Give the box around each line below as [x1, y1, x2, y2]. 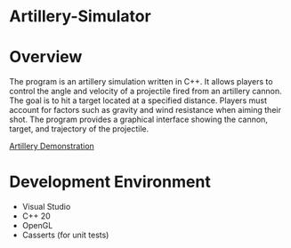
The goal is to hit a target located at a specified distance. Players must [9, 95, 267, 106]
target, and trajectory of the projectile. [9, 124, 150, 134]
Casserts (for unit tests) [21, 229, 109, 241]
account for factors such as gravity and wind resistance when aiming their [9, 105, 282, 116]
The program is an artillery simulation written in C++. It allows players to [9, 76, 273, 87]
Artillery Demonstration [9, 140, 95, 152]
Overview [9, 47, 83, 68]
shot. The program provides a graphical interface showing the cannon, [9, 114, 269, 125]
